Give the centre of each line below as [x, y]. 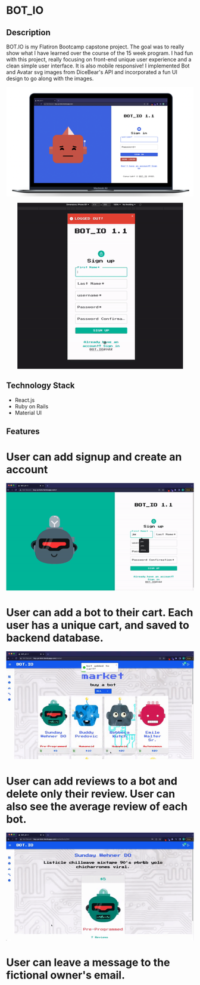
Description [28, 33]
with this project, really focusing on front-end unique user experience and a [99, 59]
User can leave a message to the [88, 963]
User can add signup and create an [94, 457]
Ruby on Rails [32, 406]
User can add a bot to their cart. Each [100, 613]
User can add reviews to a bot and [92, 781]
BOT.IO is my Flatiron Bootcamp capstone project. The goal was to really [95, 47]
